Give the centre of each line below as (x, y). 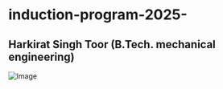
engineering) (41, 57)
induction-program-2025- (98, 15)
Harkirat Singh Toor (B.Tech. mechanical (112, 44)
